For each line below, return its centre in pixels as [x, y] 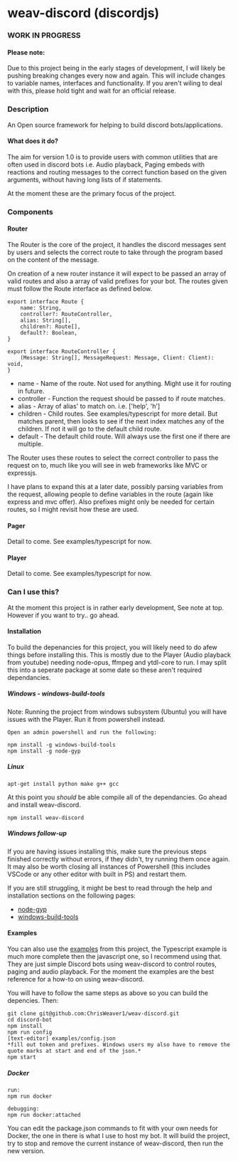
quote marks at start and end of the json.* [74, 1051]
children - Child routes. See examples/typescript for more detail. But [118, 414]
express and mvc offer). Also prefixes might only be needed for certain [111, 501]
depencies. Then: [33, 1000]
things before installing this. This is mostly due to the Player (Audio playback [119, 655]
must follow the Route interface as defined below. [80, 288]
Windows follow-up [37, 834]
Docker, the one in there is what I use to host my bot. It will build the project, [119, 1135]
